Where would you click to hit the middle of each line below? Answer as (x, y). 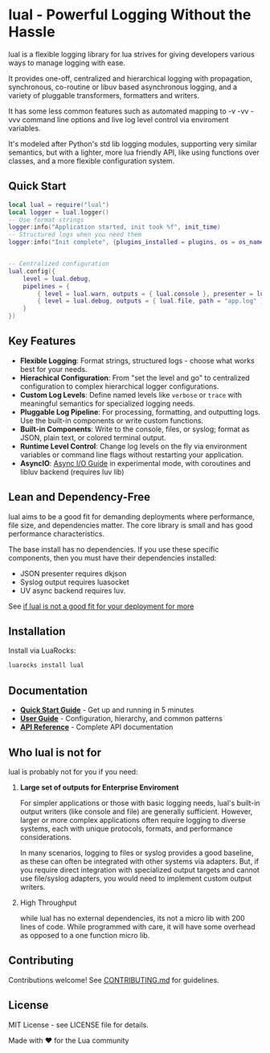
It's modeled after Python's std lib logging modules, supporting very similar (133, 143)
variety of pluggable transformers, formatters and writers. (104, 95)
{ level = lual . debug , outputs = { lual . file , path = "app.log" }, (152, 301)
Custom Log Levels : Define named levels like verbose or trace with (131, 394)
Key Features (42, 341)
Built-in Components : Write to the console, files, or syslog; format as (135, 429)
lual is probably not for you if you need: (73, 771)
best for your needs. (53, 369)
